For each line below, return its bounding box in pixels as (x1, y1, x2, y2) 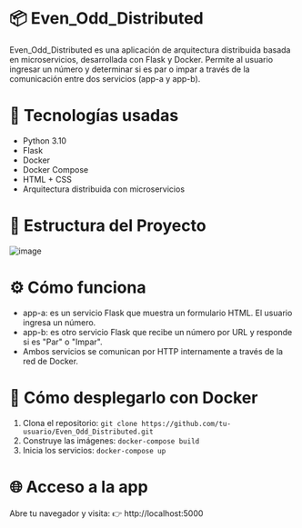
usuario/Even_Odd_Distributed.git (22, 427, 154, 436)
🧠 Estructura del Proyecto (9, 215, 206, 236)
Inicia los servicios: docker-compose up (22, 444, 166, 455)
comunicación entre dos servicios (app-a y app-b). (9, 73, 201, 84)
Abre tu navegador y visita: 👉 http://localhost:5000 (9, 507, 204, 519)
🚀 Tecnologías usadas (9, 105, 179, 126)
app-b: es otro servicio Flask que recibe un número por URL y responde (22, 326, 293, 337)
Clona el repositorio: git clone (22, 417, 138, 428)
